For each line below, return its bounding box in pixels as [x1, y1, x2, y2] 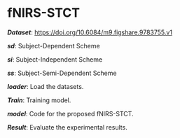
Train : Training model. [7, 96, 71, 104]
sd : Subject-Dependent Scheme [7, 41, 100, 50]
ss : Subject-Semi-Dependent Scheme [7, 69, 117, 77]
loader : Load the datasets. [7, 82, 84, 90]
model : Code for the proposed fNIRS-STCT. [7, 109, 134, 118]
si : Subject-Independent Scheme [7, 55, 103, 64]
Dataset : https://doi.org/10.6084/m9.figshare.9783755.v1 [7, 28, 173, 36]
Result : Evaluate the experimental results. [7, 123, 127, 131]
